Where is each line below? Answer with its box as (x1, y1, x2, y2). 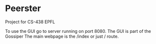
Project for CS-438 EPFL (5, 19, 55, 25)
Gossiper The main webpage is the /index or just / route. (5, 33, 119, 39)
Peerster (5, 3, 41, 14)
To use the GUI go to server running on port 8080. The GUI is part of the (5, 28, 151, 34)
